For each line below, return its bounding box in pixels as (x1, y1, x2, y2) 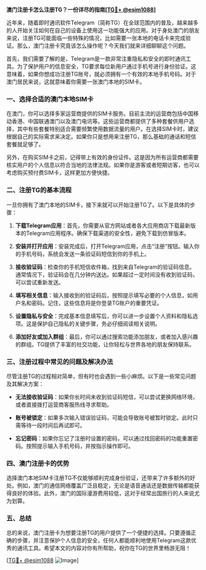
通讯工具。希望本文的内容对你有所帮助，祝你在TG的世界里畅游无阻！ (17, 544, 191, 552)
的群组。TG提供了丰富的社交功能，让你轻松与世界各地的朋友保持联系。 (15, 341, 195, 348)
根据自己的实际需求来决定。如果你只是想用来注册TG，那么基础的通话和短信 (6, 133, 197, 141)
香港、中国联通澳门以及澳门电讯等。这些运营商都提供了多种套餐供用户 (11, 118, 189, 125)
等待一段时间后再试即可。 (20, 422, 86, 429)
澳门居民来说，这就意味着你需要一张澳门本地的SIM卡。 (6, 78, 145, 85)
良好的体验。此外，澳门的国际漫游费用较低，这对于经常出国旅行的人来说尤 (11, 490, 200, 497)
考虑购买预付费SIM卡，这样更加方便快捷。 (6, 169, 113, 177)
